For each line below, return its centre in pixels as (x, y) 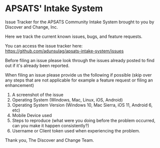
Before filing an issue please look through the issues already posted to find (80, 60)
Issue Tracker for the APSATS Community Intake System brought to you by (80, 22)
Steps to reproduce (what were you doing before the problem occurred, (84, 120)
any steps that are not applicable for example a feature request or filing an (79, 80)
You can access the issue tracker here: (44, 46)
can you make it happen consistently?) (51, 125)
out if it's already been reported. (37, 66)
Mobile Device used (32, 115)
